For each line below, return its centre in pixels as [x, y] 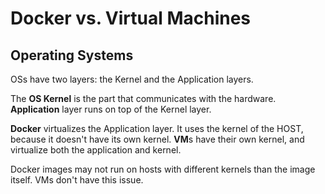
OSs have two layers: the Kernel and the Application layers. [132, 79]
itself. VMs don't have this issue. [77, 180]
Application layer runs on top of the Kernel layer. [111, 109]
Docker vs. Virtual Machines [131, 18]
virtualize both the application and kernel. [96, 150]
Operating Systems [72, 55]
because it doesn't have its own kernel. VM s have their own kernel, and [157, 139]
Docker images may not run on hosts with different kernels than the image [163, 169]
